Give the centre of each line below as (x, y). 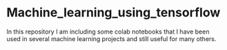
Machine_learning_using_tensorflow (113, 13)
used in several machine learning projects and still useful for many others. (111, 38)
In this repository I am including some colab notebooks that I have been (108, 32)
